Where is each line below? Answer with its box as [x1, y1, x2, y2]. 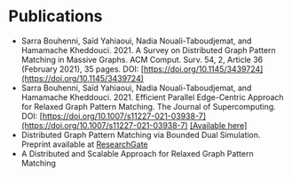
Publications [8, 6, 103, 27]
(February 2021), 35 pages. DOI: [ [20, 64, 144, 74]
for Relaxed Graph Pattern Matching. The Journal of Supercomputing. [20, 101, 276, 112]
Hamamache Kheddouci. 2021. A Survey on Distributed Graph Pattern [20, 44, 276, 55]
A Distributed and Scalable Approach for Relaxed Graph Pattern [20, 148, 254, 158]
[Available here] [189, 119, 248, 130]
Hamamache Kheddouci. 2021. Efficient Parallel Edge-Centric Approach [20, 91, 285, 103]
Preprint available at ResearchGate [20, 139, 148, 150]
